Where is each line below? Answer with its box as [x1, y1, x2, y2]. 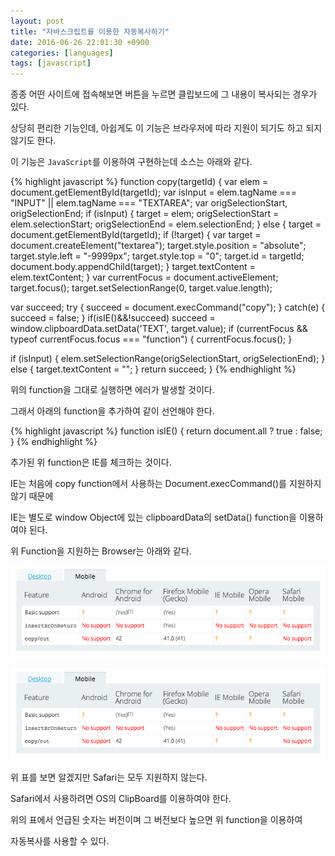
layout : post [10, 16, 65, 26]
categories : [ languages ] [10, 48, 114, 58]
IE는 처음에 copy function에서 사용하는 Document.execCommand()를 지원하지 [10, 478, 322, 490]
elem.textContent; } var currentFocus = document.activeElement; [10, 271, 279, 284]
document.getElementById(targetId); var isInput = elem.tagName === [10, 186, 298, 199]
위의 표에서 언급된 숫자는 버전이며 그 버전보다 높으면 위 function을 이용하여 [10, 814, 303, 826]
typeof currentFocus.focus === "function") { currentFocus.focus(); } [10, 333, 293, 345]
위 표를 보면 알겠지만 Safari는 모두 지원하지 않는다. [10, 771, 208, 784]
